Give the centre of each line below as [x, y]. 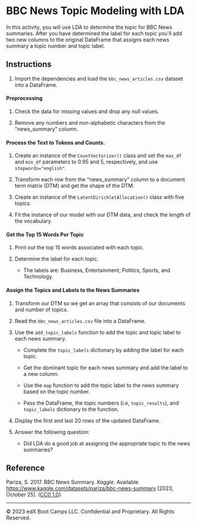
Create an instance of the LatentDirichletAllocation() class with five [99, 197]
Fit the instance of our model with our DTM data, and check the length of [103, 215]
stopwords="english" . [40, 168]
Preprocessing [24, 98]
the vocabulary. [33, 221]
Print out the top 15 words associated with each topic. [79, 248]
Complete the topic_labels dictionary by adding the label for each [103, 350]
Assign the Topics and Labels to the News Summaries [73, 290]
